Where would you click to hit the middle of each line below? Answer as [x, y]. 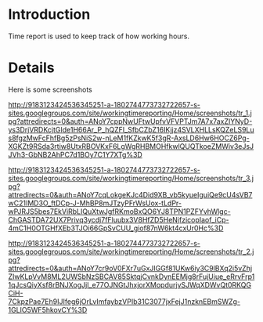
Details [31, 68]
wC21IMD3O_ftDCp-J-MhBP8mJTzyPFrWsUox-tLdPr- [95, 203]
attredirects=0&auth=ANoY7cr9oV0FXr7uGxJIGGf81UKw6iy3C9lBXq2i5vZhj [130, 268]
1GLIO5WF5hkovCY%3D [48, 309]
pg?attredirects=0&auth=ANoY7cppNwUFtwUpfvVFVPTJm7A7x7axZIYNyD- [130, 121]
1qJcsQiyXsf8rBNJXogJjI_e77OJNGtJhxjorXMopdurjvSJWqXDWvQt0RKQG [130, 284]
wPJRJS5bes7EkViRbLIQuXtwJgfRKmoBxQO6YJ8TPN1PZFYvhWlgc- [119, 211]
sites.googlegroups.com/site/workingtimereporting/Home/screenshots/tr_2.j [131, 251]
